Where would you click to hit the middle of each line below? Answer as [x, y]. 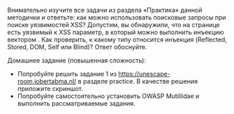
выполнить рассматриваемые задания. [76, 103]
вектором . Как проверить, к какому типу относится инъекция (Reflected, [117, 40]
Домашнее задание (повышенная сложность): [77, 60]
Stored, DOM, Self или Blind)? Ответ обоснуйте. [77, 47]
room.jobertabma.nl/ [47, 81]
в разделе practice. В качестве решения [138, 81]
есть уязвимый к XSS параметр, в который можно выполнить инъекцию [116, 32]
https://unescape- [145, 74]
